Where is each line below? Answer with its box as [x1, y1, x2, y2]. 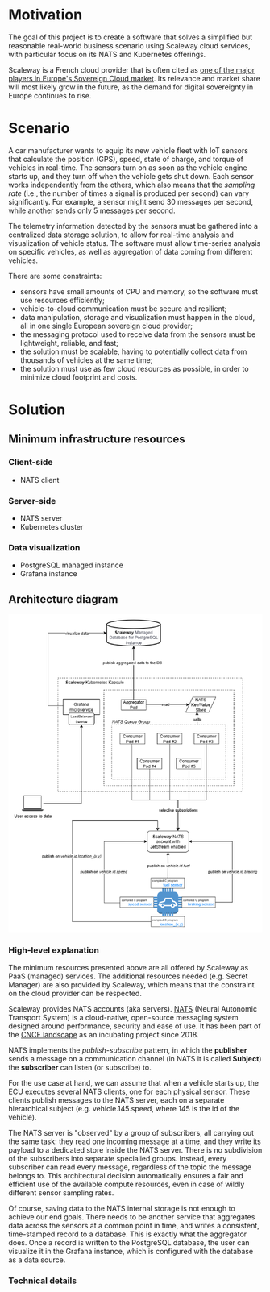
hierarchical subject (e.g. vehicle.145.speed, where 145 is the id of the [8, 1103, 240, 1113]
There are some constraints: [8, 271, 102, 280]
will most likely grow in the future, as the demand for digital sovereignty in [8, 82, 254, 92]
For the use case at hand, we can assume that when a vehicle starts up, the [8, 1078, 260, 1087]
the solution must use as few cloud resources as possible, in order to [19, 364, 249, 373]
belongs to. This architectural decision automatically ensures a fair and [8, 1170, 243, 1180]
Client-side [8, 457, 53, 468]
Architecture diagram [8, 592, 118, 606]
